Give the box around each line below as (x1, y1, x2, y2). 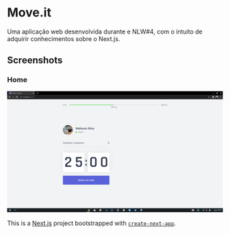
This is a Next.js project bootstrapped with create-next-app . (7, 219, 177, 227)
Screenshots (7, 55, 63, 66)
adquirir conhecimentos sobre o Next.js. (7, 34, 120, 42)
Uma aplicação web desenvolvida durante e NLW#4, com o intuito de (7, 27, 203, 36)
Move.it (7, 5, 51, 21)
